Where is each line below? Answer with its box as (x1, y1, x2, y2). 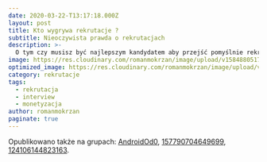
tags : (8, 78, 26, 86)
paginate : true (8, 115, 59, 123)
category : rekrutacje (8, 71, 80, 79)
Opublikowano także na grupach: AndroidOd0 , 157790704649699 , (8, 137, 226, 146)
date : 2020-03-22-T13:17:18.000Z (8, 11, 119, 20)
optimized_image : (8, 64, 66, 71)
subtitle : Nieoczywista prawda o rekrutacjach (8, 33, 165, 42)
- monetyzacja (15, 100, 62, 108)
